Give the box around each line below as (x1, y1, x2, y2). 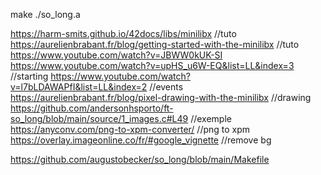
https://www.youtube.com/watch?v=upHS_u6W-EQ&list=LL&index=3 (10, 60, 295, 71)
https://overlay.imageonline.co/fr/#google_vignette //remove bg (10, 134, 272, 146)
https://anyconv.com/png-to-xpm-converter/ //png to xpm (10, 124, 251, 135)
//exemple (190, 113, 232, 124)
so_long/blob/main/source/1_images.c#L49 (10, 113, 189, 124)
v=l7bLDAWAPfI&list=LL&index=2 (10, 81, 148, 93)
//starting (10, 70, 49, 82)
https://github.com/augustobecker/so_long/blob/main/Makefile (10, 154, 270, 165)
